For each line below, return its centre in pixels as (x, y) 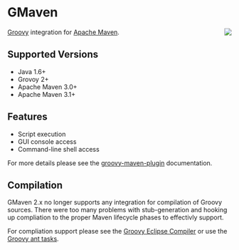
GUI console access (47, 141)
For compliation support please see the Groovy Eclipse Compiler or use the (117, 231)
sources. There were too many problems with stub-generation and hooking (117, 210)
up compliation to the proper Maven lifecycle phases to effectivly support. (116, 217)
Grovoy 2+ (33, 79)
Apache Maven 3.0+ (47, 87)
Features (27, 117)
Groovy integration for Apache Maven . (63, 32)
